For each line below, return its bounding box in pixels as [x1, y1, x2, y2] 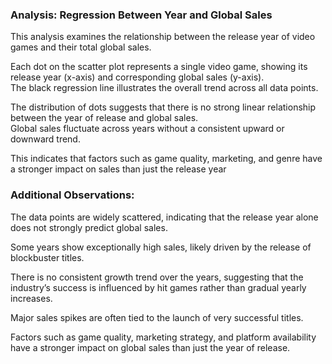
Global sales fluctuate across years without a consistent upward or [10, 123, 285, 135]
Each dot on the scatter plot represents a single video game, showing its [10, 61, 308, 73]
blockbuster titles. [10, 251, 85, 263]
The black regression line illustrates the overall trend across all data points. [10, 82, 319, 94]
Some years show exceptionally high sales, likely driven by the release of [10, 241, 312, 253]
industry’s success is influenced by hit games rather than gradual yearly [10, 281, 307, 293]
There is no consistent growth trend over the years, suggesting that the [10, 271, 304, 283]
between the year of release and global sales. [10, 112, 199, 124]
